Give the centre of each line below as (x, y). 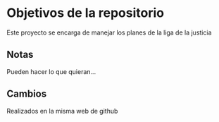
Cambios (27, 94)
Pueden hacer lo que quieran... (51, 71)
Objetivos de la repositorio (86, 13)
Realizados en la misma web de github (62, 111)
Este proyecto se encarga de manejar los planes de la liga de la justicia (109, 32)
